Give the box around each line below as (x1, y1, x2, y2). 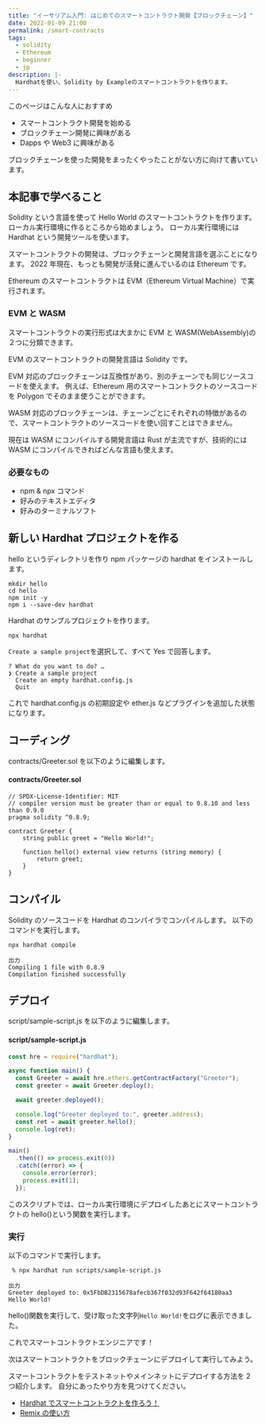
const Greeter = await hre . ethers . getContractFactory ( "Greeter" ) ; (15, 1075, 240, 1082)
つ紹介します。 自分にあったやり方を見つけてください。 (8, 1380, 191, 1391)
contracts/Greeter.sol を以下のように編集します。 (8, 756, 169, 765)
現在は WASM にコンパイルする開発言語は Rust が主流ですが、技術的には (8, 435, 248, 444)
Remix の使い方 (19, 1408, 70, 1417)
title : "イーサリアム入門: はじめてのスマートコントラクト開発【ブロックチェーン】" (8, 11, 253, 20)
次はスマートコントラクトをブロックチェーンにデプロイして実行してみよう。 (8, 1354, 258, 1364)
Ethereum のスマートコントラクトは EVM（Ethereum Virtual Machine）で (8, 276, 248, 286)
